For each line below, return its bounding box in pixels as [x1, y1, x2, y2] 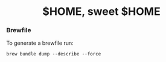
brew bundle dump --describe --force [6, 51, 101, 57]
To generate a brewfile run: [6, 39, 74, 46]
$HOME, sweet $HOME [42, 5, 161, 18]
